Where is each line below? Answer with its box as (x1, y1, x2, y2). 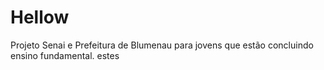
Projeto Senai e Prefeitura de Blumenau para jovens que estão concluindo (10, 39, 314, 51)
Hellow (10, 6, 70, 29)
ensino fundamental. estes (10, 49, 120, 61)
